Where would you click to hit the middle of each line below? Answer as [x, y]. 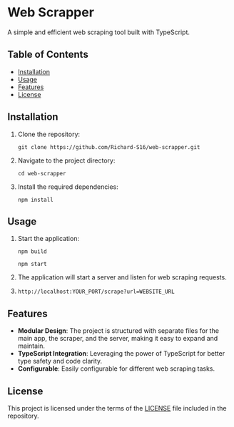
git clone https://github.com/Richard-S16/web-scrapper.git [109, 147]
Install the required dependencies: [68, 187]
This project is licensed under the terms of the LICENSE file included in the [117, 408]
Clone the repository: [49, 134]
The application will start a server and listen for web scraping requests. [122, 277]
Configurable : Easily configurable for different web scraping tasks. [116, 369]
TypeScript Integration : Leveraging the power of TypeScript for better [121, 354]
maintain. [31, 346]
